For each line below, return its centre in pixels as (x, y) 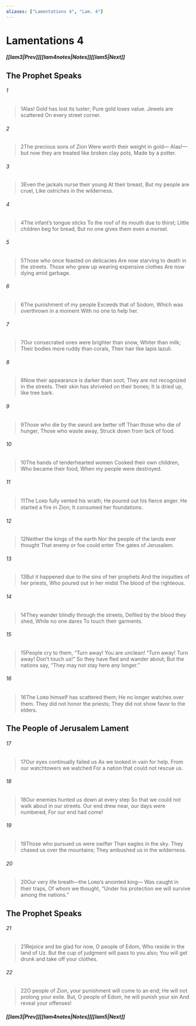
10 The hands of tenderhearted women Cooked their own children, (100, 462)
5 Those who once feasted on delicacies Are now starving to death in (103, 260)
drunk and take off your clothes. (59, 959)
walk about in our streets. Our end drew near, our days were (93, 806)
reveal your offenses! (46, 1003)
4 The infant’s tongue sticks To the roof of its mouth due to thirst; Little (104, 222)
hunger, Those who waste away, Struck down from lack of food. (97, 431)
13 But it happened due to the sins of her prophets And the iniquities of (105, 577)
